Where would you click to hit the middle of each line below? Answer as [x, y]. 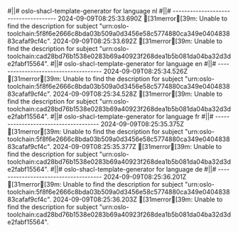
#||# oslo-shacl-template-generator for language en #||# [133, 63]
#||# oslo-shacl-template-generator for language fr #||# [132, 116]
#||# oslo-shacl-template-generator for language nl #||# [90, 11]
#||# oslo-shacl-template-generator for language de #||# [133, 169]
